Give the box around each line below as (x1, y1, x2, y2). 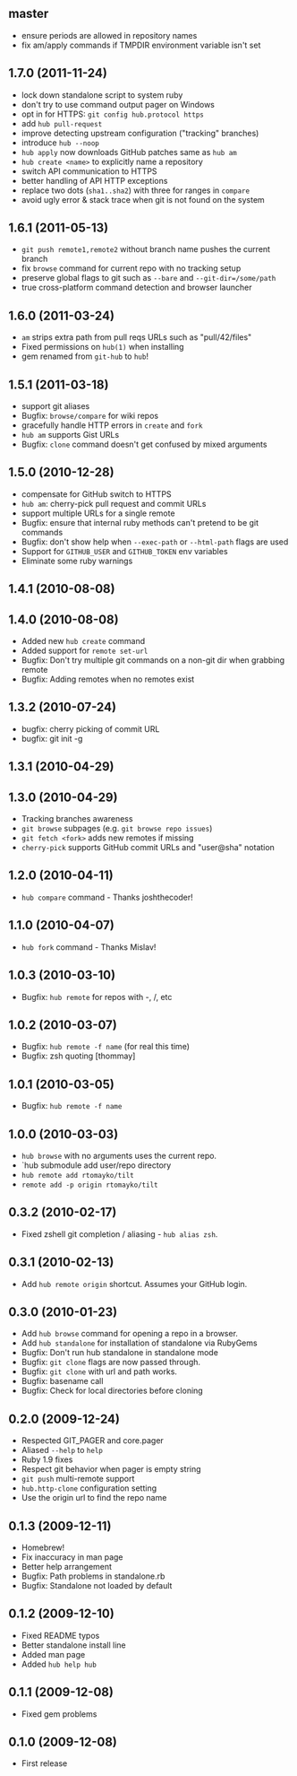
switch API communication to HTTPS (21, 165, 157, 177)
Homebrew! (21, 1542, 65, 1554)
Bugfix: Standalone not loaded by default (21, 1580, 173, 1591)
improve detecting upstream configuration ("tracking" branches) (21, 127, 259, 138)
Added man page (21, 1649, 86, 1659)
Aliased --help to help (21, 1445, 104, 1456)
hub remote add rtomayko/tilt (21, 1171, 135, 1180)
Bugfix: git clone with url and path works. (21, 1366, 178, 1377)
